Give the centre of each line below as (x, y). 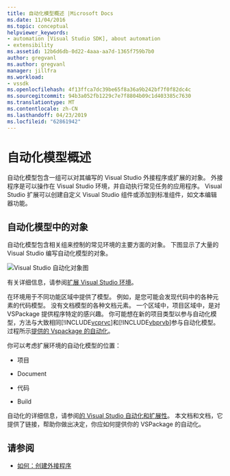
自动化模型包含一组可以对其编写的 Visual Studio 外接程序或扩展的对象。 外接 (115, 178)
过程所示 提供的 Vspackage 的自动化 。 (61, 331)
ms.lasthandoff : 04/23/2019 (47, 115)
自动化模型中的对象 (48, 227)
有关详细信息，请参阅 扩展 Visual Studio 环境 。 (72, 282)
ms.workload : (26, 77)
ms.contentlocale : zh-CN (42, 109)
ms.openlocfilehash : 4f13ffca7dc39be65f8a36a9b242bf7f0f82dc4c (99, 90)
